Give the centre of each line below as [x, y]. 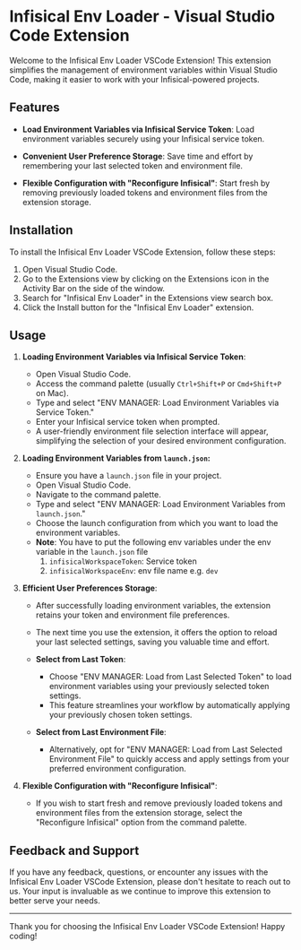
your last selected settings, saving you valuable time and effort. [153, 642]
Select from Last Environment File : [101, 732]
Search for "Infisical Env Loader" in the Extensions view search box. [148, 298]
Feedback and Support [74, 850]
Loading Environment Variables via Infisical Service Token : [134, 357]
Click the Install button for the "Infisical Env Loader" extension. [138, 307]
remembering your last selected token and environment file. [133, 165]
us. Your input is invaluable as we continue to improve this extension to [140, 891]
